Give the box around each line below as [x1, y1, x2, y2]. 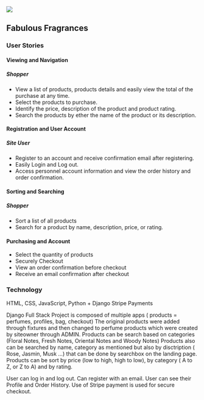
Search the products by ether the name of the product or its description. [15, 111, 197, 119]
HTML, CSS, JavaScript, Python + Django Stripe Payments [6, 299, 153, 306]
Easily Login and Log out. [15, 161, 79, 168]
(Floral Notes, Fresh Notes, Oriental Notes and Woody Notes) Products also [6, 337, 195, 344]
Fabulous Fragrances [6, 23, 88, 33]
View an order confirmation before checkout [15, 264, 127, 271]
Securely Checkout [15, 258, 63, 265]
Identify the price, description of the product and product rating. [15, 105, 177, 112]
